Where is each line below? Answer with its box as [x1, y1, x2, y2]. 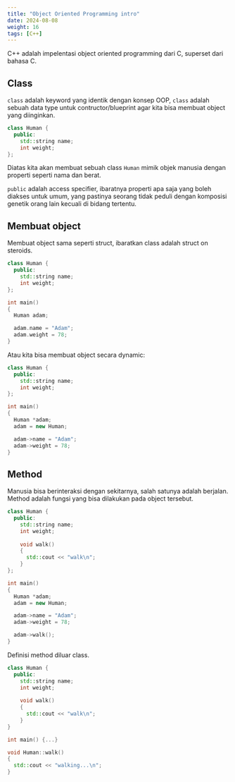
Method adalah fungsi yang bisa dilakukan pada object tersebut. [7, 494, 193, 503]
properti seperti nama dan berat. [7, 171, 102, 180]
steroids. [7, 246, 33, 255]
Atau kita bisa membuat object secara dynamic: [7, 350, 146, 359]
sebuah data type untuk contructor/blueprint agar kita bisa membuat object [7, 104, 226, 112]
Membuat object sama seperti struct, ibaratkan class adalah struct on [7, 239, 209, 248]
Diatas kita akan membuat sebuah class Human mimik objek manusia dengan [7, 164, 227, 172]
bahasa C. [7, 57, 37, 66]
